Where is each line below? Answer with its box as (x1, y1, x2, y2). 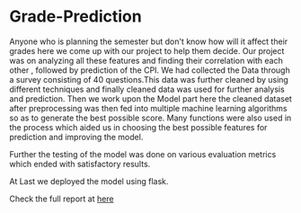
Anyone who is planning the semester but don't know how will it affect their (9, 36, 288, 47)
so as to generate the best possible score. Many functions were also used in (9, 112, 292, 123)
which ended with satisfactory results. (9, 158, 151, 169)
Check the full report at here (9, 193, 114, 204)
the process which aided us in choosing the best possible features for (9, 121, 268, 132)
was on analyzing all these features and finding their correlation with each (9, 55, 283, 66)
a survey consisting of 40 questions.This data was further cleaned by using (9, 74, 289, 84)
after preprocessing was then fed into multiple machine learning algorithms (9, 102, 288, 113)
